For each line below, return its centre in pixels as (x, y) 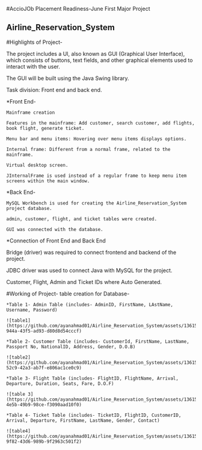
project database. (29, 208)
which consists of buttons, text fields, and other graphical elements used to (100, 60)
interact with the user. (33, 66)
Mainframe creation (31, 112)
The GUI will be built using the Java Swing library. (68, 78)
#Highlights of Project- (35, 42)
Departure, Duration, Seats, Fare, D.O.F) (60, 384)
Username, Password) (32, 310)
